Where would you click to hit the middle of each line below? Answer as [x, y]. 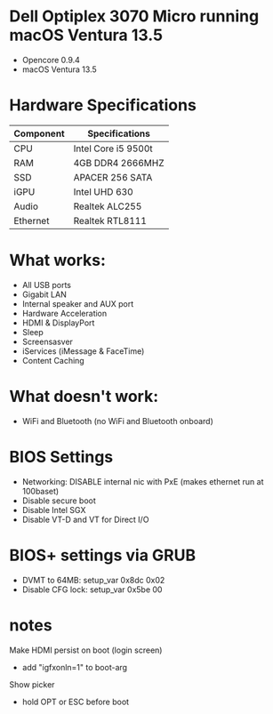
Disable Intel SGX [54, 509]
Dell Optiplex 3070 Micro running [134, 16]
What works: [58, 261]
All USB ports [46, 285]
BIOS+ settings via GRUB [103, 555]
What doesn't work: [84, 397]
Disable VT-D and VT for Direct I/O [85, 519]
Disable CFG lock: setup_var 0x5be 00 [92, 590]
